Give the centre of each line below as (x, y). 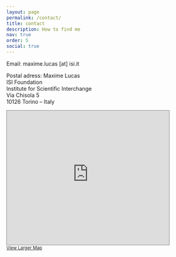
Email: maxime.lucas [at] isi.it (43, 63)
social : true (23, 47)
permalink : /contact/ (34, 18)
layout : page (23, 12)
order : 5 (17, 40)
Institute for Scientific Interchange (49, 88)
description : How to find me (43, 29)
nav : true (19, 35)
